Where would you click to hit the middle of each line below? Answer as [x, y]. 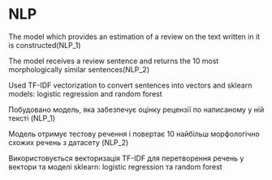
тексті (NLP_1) [32, 118]
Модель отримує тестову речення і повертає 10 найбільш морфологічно [134, 134]
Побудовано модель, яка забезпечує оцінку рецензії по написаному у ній [136, 109]
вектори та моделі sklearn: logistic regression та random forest [115, 166]
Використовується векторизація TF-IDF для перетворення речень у [126, 158]
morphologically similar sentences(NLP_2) [79, 69]
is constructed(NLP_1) [45, 45]
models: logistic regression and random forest [85, 93]
